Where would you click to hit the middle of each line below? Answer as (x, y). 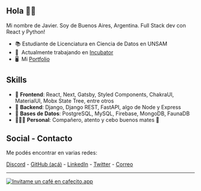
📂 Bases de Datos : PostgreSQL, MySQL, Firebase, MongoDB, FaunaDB (102, 113)
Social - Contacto (39, 139)
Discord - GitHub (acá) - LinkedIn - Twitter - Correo (70, 164)
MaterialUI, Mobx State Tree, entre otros (64, 101)
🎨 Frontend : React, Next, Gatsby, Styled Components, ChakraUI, (95, 94)
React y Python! (26, 32)
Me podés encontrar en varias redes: (52, 153)
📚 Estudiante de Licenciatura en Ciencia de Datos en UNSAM (91, 44)
